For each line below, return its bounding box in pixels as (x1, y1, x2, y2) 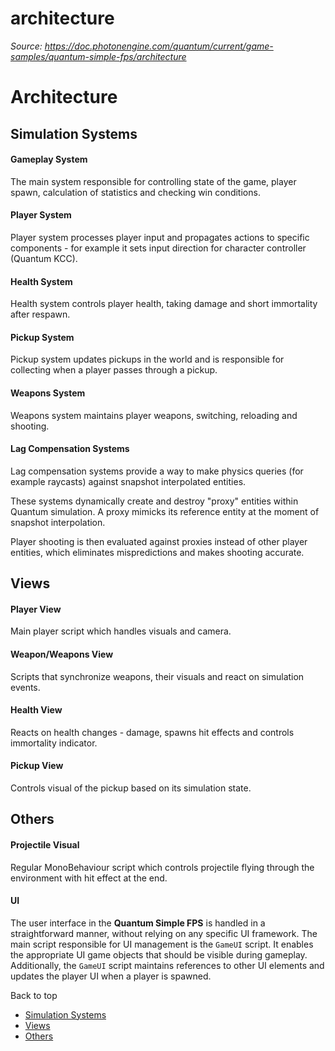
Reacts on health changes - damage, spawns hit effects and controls (10, 726, 295, 738)
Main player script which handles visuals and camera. (10, 625, 232, 637)
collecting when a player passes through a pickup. (10, 364, 218, 376)
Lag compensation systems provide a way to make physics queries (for (10, 465, 304, 477)
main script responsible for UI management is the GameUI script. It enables (10, 938, 314, 950)
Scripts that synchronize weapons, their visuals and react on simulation (10, 670, 305, 682)
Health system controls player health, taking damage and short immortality (10, 298, 318, 310)
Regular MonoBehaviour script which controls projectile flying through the (10, 861, 315, 873)
